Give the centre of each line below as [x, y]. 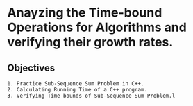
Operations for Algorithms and [97, 27]
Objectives [31, 68]
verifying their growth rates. [90, 42]
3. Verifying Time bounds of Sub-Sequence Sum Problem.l [91, 96]
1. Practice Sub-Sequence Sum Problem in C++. [76, 84]
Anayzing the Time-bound [85, 13]
